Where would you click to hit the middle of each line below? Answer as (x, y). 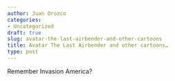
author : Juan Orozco (37, 13)
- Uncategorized (30, 26)
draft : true (24, 33)
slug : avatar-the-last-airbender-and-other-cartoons (85, 39)
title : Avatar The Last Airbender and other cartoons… (88, 45)
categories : (24, 20)
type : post (23, 52)
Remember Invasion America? (50, 71)
